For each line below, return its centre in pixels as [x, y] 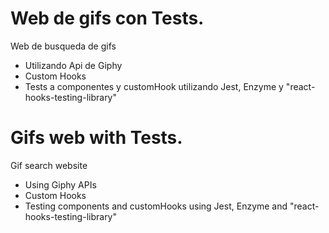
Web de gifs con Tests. [107, 18]
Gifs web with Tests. [96, 138]
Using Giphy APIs [60, 184]
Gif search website [49, 165]
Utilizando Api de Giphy [73, 65]
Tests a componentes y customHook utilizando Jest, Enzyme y [154, 86]
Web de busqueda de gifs [63, 46]
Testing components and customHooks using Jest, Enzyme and [156, 206]
